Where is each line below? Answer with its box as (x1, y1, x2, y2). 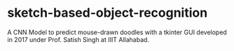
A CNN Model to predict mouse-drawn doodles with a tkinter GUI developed (7, 28, 228, 36)
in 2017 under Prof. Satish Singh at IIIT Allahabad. (7, 35, 149, 43)
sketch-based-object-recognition (7, 5, 208, 21)
